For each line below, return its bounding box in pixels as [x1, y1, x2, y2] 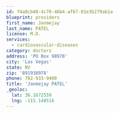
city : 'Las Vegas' [6, 59, 52, 65]
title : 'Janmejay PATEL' [6, 81, 68, 87]
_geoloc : [6, 87, 28, 93]
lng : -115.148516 [11, 97, 55, 103]
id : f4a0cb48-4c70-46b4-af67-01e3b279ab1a [6, 8, 113, 15]
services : [6, 36, 31, 42]
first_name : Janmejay [6, 20, 60, 26]
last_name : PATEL [6, 25, 49, 32]
